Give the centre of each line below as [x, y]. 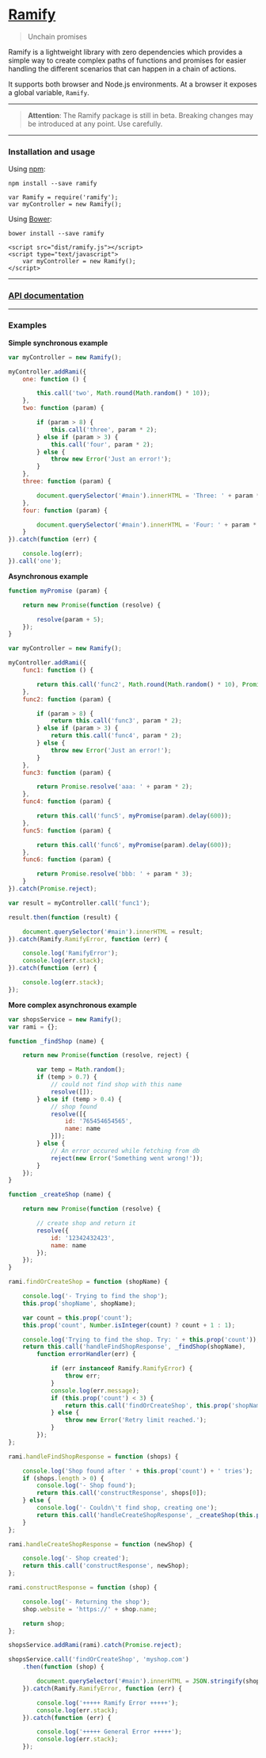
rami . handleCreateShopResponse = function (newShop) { [101, 1544]
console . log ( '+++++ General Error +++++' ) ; [109, 1732]
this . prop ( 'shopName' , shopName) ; [79, 1303]
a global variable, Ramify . [49, 92]
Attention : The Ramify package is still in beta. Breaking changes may [140, 115]
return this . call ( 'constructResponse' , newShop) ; [106, 1566]
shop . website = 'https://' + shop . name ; [90, 1609]
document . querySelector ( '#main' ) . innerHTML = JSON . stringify [140, 1681]
